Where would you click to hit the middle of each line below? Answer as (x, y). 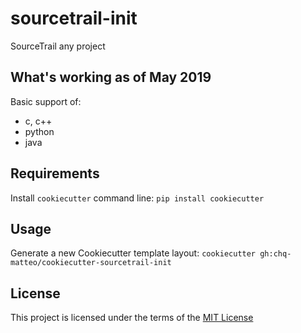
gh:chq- (275, 254)
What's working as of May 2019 (111, 77)
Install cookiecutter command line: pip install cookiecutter (137, 198)
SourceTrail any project (58, 46)
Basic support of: (46, 101)
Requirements (55, 173)
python (39, 131)
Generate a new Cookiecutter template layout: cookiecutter (133, 253)
